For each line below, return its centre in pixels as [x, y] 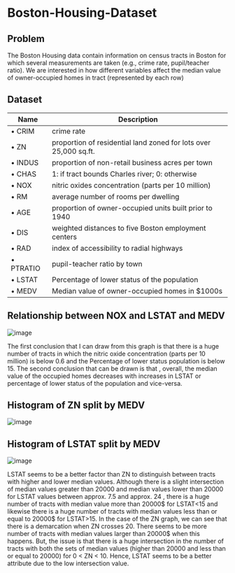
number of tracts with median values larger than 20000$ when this [104, 534]
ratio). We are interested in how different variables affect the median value [114, 70]
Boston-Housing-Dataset [82, 13]
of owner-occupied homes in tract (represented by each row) [95, 78]
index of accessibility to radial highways [117, 248]
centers [64, 237]
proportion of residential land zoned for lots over [131, 143]
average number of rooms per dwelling [116, 196]
